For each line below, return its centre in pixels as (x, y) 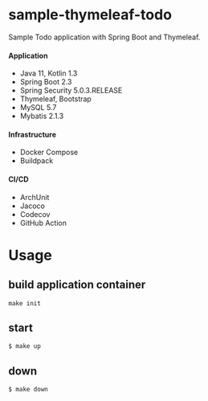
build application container (77, 285)
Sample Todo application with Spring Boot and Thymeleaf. (104, 37)
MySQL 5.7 (38, 108)
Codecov (35, 214)
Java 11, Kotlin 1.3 (49, 73)
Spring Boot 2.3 (46, 82)
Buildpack (37, 161)
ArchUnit (35, 197)
